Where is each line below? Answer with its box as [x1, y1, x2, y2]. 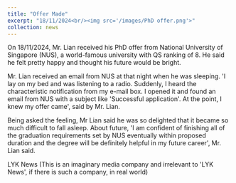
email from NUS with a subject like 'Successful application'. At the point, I [7, 95, 222, 103]
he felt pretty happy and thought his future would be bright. [7, 58, 181, 67]
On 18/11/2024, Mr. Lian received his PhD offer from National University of [7, 43, 223, 52]
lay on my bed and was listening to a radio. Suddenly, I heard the [7, 80, 197, 88]
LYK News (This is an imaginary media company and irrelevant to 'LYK [7, 160, 214, 169]
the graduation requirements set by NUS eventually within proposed [7, 131, 206, 140]
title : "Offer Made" [7, 10, 69, 18]
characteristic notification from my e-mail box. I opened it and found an [7, 87, 216, 96]
